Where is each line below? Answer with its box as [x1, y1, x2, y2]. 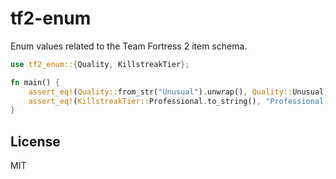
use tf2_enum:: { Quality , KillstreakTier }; [10, 59, 190, 69]
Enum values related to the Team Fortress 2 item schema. [10, 40, 248, 52]
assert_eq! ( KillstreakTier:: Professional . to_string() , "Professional [28, 96, 325, 106]
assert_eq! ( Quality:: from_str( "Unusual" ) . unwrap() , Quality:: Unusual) [28, 87, 329, 97]
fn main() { [10, 77, 60, 87]
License [10, 133, 61, 150]
